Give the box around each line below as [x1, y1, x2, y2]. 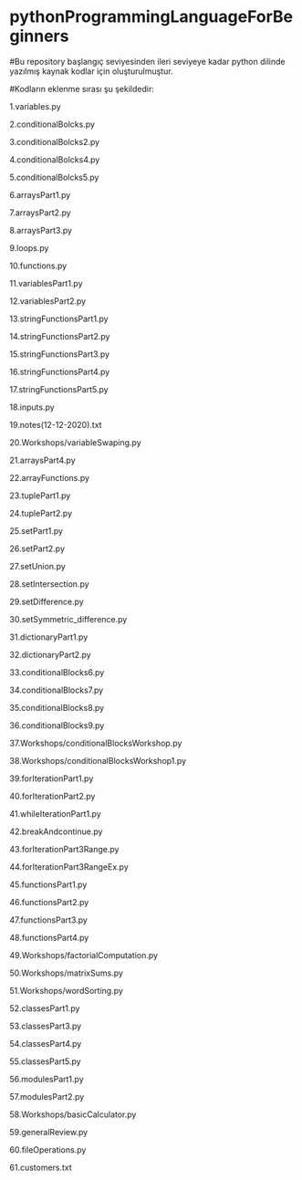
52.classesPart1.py [9, 1002, 80, 1014]
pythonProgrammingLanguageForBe [9, 6, 294, 27]
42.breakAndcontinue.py [9, 826, 103, 837]
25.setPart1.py [9, 525, 64, 536]
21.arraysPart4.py [9, 454, 76, 465]
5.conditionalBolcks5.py [9, 172, 99, 183]
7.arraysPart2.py [9, 207, 71, 218]
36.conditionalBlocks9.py [9, 719, 105, 731]
